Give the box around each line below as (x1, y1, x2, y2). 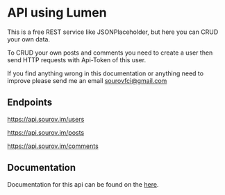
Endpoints (7, 97, 53, 109)
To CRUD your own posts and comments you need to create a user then (7, 48, 213, 57)
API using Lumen (7, 5, 107, 21)
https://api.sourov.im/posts (7, 128, 85, 136)
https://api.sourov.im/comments (7, 142, 99, 150)
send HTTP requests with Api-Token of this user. (7, 55, 147, 64)
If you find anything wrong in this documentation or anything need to (7, 69, 203, 77)
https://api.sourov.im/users (7, 115, 85, 123)
